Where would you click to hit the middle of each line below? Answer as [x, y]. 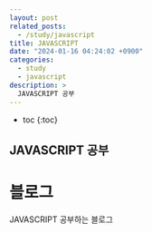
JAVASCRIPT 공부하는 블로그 [61, 219]
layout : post [34, 18]
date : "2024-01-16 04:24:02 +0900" [76, 52]
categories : [32, 60]
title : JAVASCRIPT [44, 43]
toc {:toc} [40, 120]
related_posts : [38, 26]
